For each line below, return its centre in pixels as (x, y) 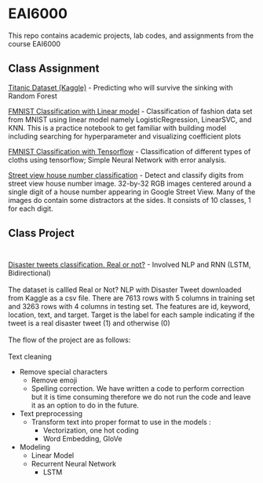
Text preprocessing (51, 413)
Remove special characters (64, 371)
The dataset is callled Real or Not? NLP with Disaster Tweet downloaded (125, 289)
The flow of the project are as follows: (69, 340)
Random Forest (33, 96)
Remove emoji (54, 380)
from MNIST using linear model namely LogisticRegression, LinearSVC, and (130, 120)
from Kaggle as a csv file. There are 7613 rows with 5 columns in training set (131, 298)
